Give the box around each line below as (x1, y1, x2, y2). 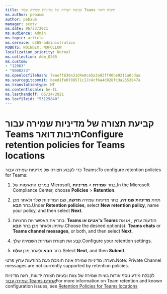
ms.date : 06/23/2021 (5, 26, 49, 31)
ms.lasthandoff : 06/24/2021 (5, 92, 64, 97)
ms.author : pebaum (5, 12, 44, 17)
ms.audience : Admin (5, 31, 46, 36)
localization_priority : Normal (5, 49, 71, 54)
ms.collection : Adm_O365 (5, 54, 57, 59)
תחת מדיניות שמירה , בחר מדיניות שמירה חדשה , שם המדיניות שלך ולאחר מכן (12, 197, 161, 203)
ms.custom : (5, 59, 28, 64)
